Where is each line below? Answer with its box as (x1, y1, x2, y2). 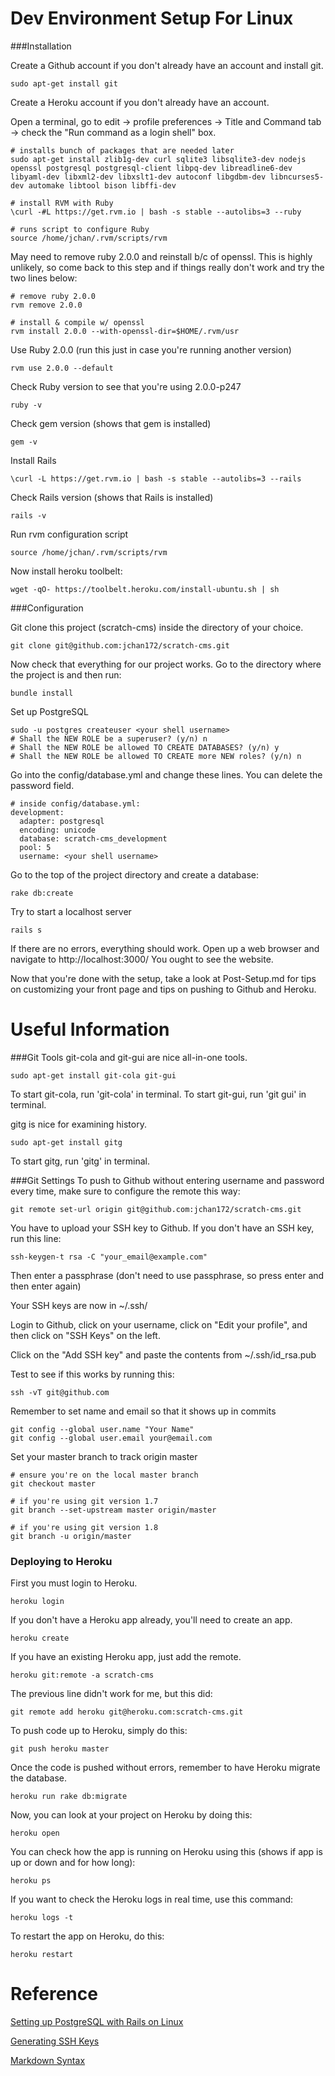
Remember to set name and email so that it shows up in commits (10, 1405, 277, 1417)
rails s (10, 925, 43, 935)
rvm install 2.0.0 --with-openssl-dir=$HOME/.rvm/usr (10, 326, 240, 336)
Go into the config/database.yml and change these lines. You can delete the (10, 768, 323, 781)
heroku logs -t (10, 1913, 74, 1923)
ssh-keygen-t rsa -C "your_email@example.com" (10, 1252, 208, 1262)
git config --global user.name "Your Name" (10, 1424, 195, 1434)
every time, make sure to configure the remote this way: (10, 1185, 241, 1197)
